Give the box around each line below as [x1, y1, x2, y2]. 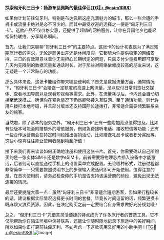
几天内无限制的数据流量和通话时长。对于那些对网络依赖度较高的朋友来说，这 [5, 62, 159, 68]
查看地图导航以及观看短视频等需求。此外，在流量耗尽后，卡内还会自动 [13, 91, 155, 97]
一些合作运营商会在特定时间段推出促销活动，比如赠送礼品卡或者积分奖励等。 [5, 132, 159, 137]
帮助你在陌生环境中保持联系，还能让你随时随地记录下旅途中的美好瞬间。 [13, 218, 159, 224]
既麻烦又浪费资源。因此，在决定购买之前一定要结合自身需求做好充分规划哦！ [5, 201, 159, 207]
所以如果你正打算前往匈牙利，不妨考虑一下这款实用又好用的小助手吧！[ [5, 224, 148, 230]
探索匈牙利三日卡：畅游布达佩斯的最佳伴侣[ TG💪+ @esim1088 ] [5, 5, 131, 10]
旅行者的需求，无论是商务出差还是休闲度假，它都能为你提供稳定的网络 [9, 50, 150, 56]
